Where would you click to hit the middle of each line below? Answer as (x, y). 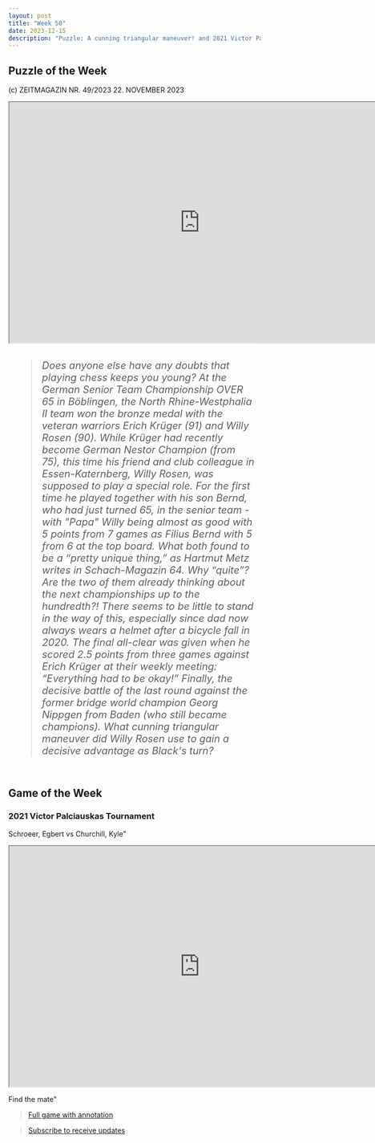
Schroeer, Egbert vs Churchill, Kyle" (67, 834)
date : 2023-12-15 (37, 31)
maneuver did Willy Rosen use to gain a (136, 739)
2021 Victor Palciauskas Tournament (81, 816)
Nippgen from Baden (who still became (134, 715)
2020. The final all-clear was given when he (146, 643)
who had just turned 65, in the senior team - (146, 510)
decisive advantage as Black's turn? (128, 751)
